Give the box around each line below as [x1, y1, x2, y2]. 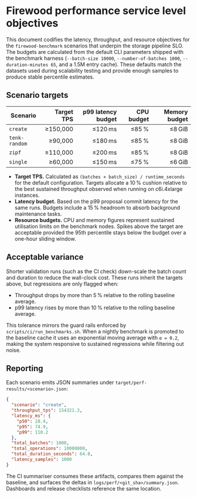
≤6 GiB [169, 158, 188, 166]
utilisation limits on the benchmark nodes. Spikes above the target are [14, 223, 184, 230]
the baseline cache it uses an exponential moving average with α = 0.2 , [6, 334, 179, 341]
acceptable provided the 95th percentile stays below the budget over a [14, 229, 186, 236]
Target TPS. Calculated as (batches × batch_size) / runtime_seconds [14, 173, 185, 180]
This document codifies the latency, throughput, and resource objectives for [6, 36, 190, 43]
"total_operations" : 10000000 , [11, 445, 88, 452]
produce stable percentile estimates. [6, 73, 95, 80]
